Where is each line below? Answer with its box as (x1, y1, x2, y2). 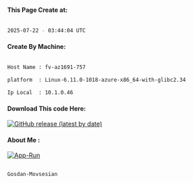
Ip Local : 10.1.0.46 (7, 89, 73, 96)
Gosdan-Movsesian (7, 171, 58, 178)
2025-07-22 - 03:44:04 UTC (7, 27, 86, 34)
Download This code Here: (7, 104, 86, 112)
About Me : (7, 136, 41, 144)
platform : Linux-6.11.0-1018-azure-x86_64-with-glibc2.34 (7, 77, 187, 84)
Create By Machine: (7, 42, 66, 50)
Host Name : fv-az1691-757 (7, 64, 86, 71)
